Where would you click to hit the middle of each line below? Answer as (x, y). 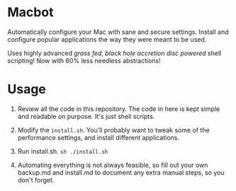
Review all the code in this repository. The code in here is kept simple (119, 109)
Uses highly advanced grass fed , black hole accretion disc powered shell (114, 53)
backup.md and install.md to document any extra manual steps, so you (121, 172)
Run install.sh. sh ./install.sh (63, 151)
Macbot (30, 12)
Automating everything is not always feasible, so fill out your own (113, 165)
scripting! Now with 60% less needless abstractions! (84, 60)
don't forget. (36, 180)
